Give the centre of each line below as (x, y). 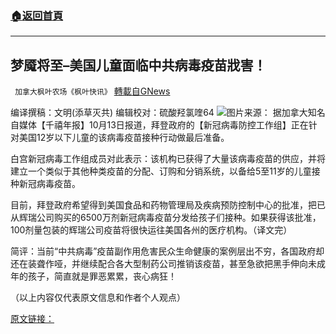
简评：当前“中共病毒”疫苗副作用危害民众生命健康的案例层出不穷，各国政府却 (167, 251)
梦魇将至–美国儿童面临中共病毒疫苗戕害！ (138, 65)
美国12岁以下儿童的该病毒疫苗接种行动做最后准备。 (124, 138)
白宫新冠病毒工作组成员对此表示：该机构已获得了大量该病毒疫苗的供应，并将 (168, 159)
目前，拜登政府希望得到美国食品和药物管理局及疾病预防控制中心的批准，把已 (168, 205)
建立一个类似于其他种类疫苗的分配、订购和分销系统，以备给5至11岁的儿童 (161, 171)
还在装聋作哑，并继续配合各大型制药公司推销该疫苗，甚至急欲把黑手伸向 (159, 264)
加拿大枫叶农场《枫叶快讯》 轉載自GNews (92, 91)
